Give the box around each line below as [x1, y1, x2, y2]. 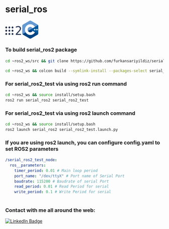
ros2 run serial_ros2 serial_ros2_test [5, 98, 89, 103]
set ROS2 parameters [5, 145, 59, 152]
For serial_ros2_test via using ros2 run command [5, 80, 127, 87]
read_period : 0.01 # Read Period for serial [14, 184, 109, 189]
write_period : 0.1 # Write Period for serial [14, 190, 112, 195]
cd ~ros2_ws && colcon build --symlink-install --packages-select [5, 68, 147, 73]
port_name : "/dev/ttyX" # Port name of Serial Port [14, 173, 125, 178]
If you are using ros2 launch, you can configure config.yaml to [5, 139, 160, 146]
